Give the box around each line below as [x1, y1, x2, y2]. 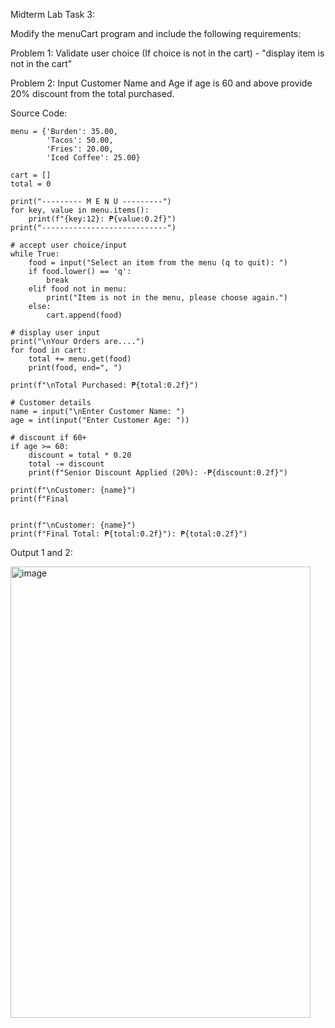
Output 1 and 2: [10, 547, 73, 558]
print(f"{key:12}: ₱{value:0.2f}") [28, 214, 177, 224]
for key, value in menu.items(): [10, 205, 150, 215]
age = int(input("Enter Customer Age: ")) [10, 415, 190, 425]
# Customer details [10, 398, 92, 408]
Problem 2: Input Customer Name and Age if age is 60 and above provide [10, 77, 313, 89]
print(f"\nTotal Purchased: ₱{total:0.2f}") [10, 380, 199, 390]
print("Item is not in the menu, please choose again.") [46, 293, 288, 303]
